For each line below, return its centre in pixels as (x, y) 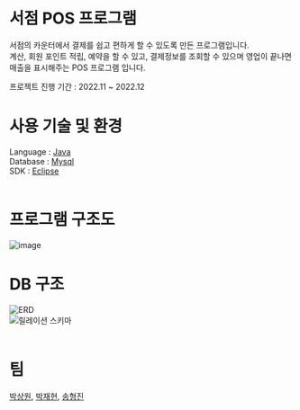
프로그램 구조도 (62, 220)
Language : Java (40, 152)
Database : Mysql (42, 161)
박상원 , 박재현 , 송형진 (46, 396)
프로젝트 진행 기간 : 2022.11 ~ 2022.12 (77, 86)
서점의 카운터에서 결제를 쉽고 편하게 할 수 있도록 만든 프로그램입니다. (129, 45)
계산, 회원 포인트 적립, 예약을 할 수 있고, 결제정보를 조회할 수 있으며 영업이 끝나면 (151, 56)
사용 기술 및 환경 (66, 126)
